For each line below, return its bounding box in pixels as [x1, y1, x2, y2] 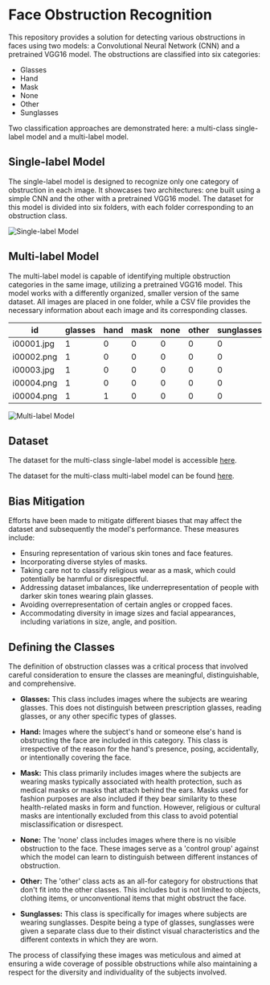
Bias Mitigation [8, 494, 85, 508]
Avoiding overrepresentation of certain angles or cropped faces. [19, 600, 233, 609]
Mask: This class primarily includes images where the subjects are [19, 769, 241, 777]
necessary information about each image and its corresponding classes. [8, 305, 247, 315]
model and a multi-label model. [26, 131, 129, 142]
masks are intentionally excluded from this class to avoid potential [19, 811, 239, 820]
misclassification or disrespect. [19, 819, 124, 829]
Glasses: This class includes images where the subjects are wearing [19, 694, 247, 703]
